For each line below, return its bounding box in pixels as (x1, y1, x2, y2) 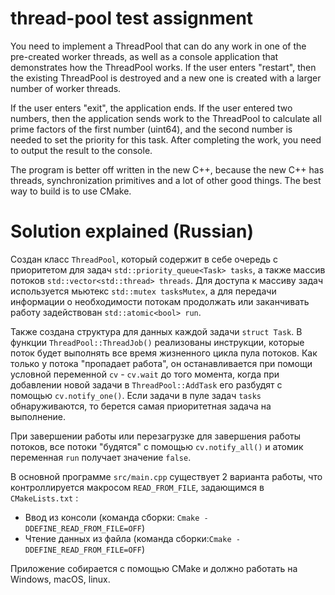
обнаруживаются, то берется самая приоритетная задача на (10, 400, 272, 412)
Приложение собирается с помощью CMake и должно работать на (10, 562, 298, 574)
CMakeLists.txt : (10, 492, 79, 504)
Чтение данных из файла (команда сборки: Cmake (24, 532, 232, 544)
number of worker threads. (10, 82, 122, 94)
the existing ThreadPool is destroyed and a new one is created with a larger (10, 72, 322, 84)
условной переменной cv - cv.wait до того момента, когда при (10, 368, 280, 380)
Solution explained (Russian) (10, 220, 255, 243)
